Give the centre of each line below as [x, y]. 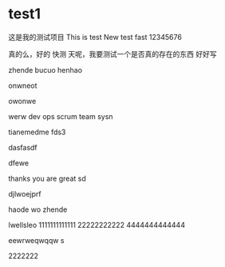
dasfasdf [23, 147]
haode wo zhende [38, 209]
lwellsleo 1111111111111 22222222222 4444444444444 [97, 225]
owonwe [22, 101]
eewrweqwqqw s [36, 240]
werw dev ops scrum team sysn [61, 116]
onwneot [23, 86]
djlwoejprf [25, 193]
